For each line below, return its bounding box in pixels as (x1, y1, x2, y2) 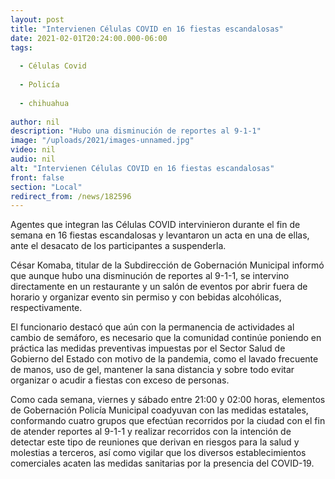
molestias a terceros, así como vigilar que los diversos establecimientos (10, 447, 307, 459)
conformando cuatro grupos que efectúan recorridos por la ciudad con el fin (10, 415, 326, 427)
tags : (10, 42, 33, 53)
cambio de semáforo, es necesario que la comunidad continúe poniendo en (10, 332, 322, 344)
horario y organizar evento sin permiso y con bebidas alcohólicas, (10, 291, 282, 303)
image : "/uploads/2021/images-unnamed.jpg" (10, 136, 195, 146)
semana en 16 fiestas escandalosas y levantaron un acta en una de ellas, (10, 229, 310, 241)
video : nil (10, 145, 56, 155)
